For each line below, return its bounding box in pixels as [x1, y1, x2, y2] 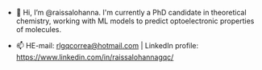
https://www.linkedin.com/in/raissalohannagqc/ [15, 52, 174, 62]
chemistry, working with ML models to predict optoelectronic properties [15, 16, 255, 26]
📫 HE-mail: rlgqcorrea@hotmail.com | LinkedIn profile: [15, 41, 199, 50]
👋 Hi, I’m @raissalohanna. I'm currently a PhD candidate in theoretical [15, 8, 247, 17]
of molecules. [15, 25, 62, 34]
